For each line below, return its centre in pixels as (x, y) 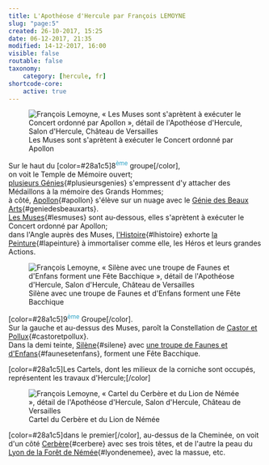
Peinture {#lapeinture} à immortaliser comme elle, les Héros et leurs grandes (135, 243)
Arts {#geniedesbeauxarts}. (54, 209)
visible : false (34, 53)
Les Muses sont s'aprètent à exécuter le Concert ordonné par (131, 140)
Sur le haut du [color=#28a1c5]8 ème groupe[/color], (95, 165)
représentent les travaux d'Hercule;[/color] (80, 378)
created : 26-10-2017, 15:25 (56, 31)
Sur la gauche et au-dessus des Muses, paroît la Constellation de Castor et (133, 327)
